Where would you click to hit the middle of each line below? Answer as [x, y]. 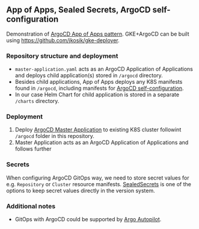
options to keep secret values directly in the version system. [81, 190]
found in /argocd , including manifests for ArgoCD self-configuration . [99, 88]
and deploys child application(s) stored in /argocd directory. [89, 75]
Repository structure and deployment [62, 55]
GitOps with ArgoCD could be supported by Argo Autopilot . [88, 219]
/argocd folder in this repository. [55, 136]
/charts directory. [37, 101]
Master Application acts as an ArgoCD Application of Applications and [102, 143]
